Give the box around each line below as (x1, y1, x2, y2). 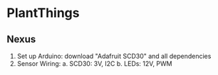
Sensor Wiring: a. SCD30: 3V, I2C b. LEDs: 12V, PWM (16, 59, 172, 68)
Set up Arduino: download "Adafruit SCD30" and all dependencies (16, 52, 212, 60)
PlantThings (6, 5, 80, 21)
